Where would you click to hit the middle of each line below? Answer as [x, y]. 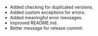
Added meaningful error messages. [46, 18]
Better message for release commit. [47, 28]
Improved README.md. [34, 23]
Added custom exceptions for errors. [48, 12]
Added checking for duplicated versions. [51, 7]
